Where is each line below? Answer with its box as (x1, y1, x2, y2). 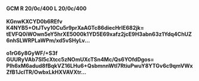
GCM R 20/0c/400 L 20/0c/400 (6, 5, 87, 12)
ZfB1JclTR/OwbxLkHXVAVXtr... (6, 68, 87, 76)
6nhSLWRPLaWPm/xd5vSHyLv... (6, 37, 90, 44)
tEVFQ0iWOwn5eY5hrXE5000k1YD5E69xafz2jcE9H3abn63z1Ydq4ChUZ (6, 30, 192, 38)
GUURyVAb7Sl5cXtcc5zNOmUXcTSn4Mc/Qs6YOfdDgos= (6, 56, 154, 63)
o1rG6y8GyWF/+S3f (6, 49, 58, 57)
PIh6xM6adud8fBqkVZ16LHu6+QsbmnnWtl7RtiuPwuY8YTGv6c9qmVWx (6, 63, 193, 70)
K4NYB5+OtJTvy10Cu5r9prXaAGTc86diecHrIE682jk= (6, 24, 145, 32)
